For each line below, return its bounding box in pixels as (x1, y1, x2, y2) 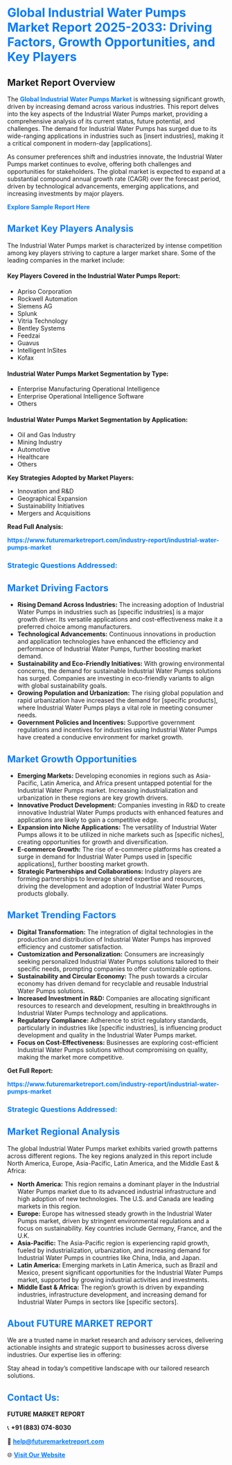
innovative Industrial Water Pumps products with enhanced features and (17, 808, 224, 816)
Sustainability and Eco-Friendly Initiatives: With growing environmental (17, 660, 225, 668)
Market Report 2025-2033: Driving (7, 19, 213, 35)
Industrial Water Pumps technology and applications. (17, 1008, 168, 1017)
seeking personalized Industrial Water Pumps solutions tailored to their (17, 957, 220, 965)
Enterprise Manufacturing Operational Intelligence (17, 385, 161, 393)
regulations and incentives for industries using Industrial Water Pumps (17, 726, 217, 734)
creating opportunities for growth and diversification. (17, 837, 168, 846)
